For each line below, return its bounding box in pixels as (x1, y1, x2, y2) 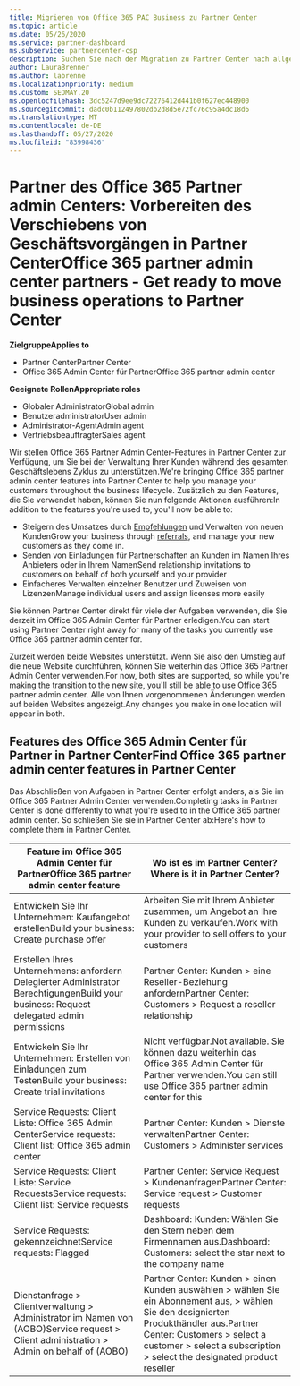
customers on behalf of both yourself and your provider (21, 569, 228, 579)
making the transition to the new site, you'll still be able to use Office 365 (9, 680, 278, 690)
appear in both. (9, 708, 65, 719)
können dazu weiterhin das (143, 1046, 257, 1058)
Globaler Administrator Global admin (21, 400, 154, 412)
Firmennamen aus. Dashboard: (143, 1235, 271, 1247)
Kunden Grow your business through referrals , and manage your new (21, 530, 275, 542)
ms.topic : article (9, 21, 78, 30)
